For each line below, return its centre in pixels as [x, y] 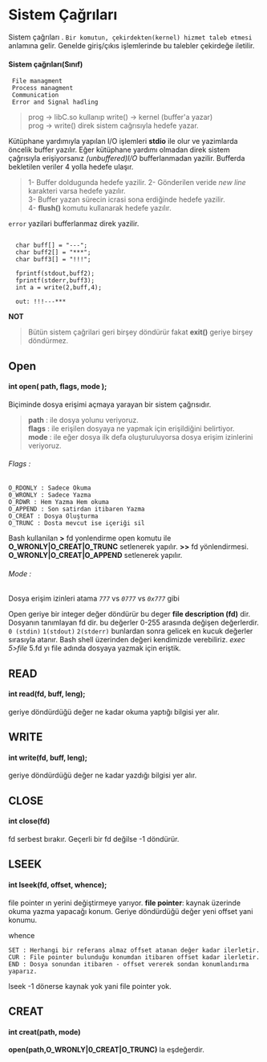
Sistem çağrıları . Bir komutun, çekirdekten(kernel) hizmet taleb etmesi [130, 37]
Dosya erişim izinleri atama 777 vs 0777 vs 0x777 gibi [94, 599]
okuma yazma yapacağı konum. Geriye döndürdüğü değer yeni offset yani [131, 911]
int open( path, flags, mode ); [58, 387]
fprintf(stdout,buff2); [55, 274]
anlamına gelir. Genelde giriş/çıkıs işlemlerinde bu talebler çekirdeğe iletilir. [131, 45]
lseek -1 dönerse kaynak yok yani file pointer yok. [90, 986]
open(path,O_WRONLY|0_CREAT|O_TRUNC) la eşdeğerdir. [106, 1050]
